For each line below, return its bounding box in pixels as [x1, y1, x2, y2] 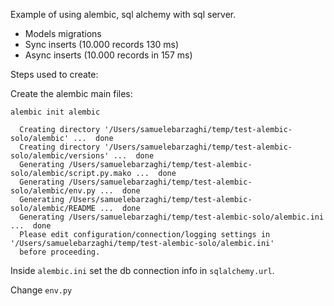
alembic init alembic [10, 107, 101, 117]
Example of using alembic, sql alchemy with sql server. [10, 9, 237, 20]
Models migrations [24, 28, 102, 39]
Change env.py [10, 284, 73, 296]
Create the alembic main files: [10, 88, 133, 99]
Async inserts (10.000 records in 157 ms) [24, 49, 193, 61]
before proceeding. [19, 247, 101, 257]
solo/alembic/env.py [10, 186, 97, 196]
